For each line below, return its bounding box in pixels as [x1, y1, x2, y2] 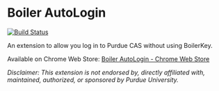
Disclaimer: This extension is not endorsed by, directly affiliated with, [7, 68, 205, 76]
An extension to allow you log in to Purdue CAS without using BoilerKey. [7, 41, 213, 49]
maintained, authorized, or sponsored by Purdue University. [7, 75, 179, 84]
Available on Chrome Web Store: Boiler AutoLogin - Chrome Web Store [7, 54, 210, 63]
